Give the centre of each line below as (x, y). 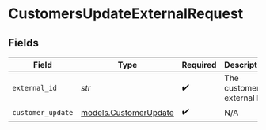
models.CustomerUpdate (127, 113)
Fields (24, 43)
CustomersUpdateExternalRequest (126, 14)
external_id (35, 88)
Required (199, 65)
